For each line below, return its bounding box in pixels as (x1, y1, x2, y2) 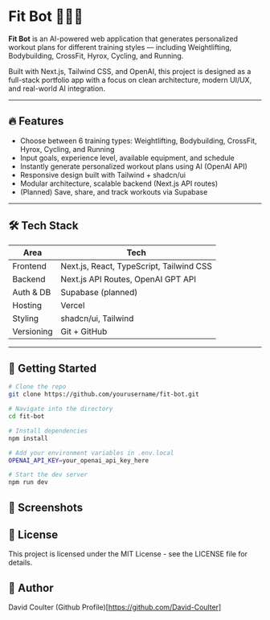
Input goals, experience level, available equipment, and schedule (19, 153, 235, 162)
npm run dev (8, 478, 48, 487)
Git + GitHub (60, 326, 108, 337)
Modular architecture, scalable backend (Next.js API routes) (19, 179, 219, 188)
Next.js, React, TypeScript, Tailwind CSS (60, 261, 213, 272)
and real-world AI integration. (8, 84, 106, 93)
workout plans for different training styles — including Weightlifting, (8, 42, 232, 51)
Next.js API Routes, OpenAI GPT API (60, 273, 197, 285)
